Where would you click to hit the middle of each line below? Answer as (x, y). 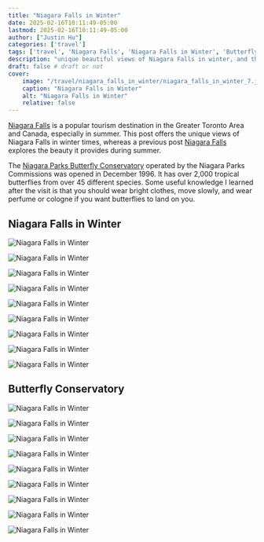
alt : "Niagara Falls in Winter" (75, 96)
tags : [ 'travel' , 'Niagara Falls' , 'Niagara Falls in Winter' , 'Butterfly (133, 52)
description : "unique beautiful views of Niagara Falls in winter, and (128, 60)
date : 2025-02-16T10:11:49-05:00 (63, 23)
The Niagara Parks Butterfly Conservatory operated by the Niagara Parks (126, 166)
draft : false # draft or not (56, 67)
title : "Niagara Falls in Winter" (65, 15)
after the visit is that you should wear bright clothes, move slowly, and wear (130, 191)
